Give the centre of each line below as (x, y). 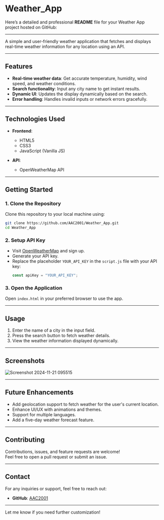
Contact (18, 477)
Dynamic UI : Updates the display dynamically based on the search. (80, 94)
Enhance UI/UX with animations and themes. (57, 409)
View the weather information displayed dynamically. (65, 341)
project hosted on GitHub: (31, 27)
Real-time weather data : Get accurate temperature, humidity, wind (80, 78)
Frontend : (22, 131)
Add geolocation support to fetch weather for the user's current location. (85, 404)
